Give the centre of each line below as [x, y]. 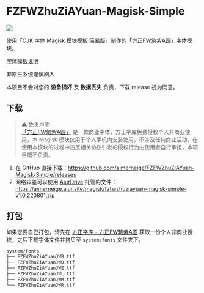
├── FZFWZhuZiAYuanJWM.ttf [41, 280]
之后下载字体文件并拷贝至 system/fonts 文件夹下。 [80, 239]
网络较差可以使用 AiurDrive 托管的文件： [66, 182]
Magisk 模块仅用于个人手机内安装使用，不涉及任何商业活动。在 [118, 139]
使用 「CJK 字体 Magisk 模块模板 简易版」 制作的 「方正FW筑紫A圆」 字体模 [99, 40]
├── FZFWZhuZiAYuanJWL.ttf [41, 274]
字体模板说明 [22, 61]
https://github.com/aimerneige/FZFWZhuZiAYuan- [131, 168]
